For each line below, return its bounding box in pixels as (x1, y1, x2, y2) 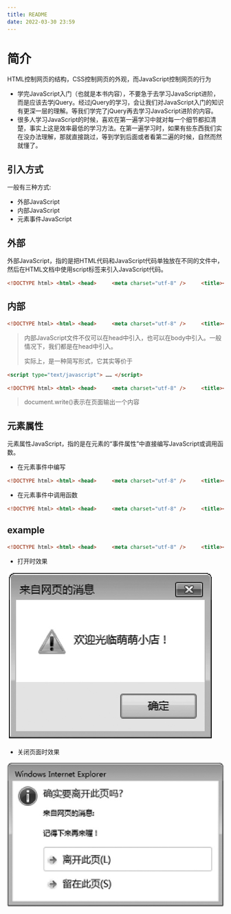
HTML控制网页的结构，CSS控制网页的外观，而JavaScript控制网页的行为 (7, 75, 212, 83)
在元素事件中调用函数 (16, 491, 78, 499)
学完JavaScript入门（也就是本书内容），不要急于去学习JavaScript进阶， (16, 90, 220, 98)
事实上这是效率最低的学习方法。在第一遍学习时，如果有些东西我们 (29, 124, 217, 132)
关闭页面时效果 (16, 747, 60, 756)
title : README (7, 11, 48, 18)
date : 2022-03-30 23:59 (7, 18, 76, 25)
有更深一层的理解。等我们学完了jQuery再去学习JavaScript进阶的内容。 (16, 107, 217, 115)
